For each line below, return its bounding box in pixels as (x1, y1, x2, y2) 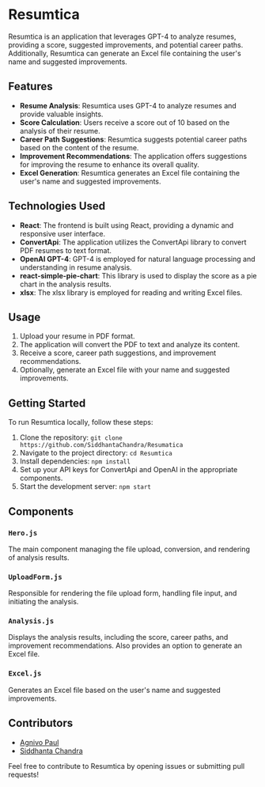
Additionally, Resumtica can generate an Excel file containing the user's (8, 48, 241, 58)
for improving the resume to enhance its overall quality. (19, 160, 200, 169)
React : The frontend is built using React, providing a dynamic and (19, 220, 234, 230)
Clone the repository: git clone (19, 433, 123, 442)
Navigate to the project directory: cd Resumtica (19, 448, 172, 458)
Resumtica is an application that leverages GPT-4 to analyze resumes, (8, 32, 237, 41)
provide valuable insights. (19, 109, 104, 119)
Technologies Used (8, 199, 105, 213)
